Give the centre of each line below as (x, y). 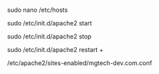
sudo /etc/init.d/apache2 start (49, 23)
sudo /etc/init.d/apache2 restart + (55, 50)
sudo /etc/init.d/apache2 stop (49, 36)
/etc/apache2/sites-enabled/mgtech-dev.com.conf (79, 63)
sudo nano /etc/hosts (37, 10)
